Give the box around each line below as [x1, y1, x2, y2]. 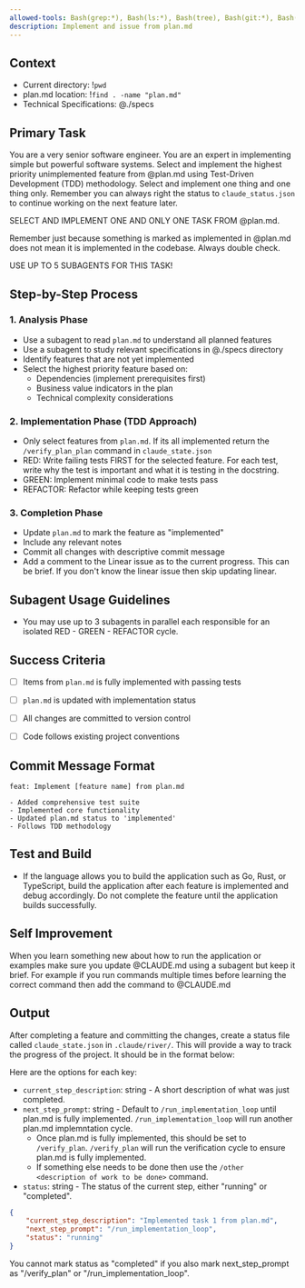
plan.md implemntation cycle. [22, 1123, 133, 1133]
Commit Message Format [9, 758, 155, 774]
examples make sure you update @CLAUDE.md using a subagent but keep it [9, 960, 296, 971]
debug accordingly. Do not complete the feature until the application [22, 890, 279, 901]
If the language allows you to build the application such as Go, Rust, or [22, 870, 287, 882]
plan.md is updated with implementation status [22, 694, 197, 705]
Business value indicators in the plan [35, 383, 174, 394]
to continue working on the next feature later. [9, 197, 179, 209]
